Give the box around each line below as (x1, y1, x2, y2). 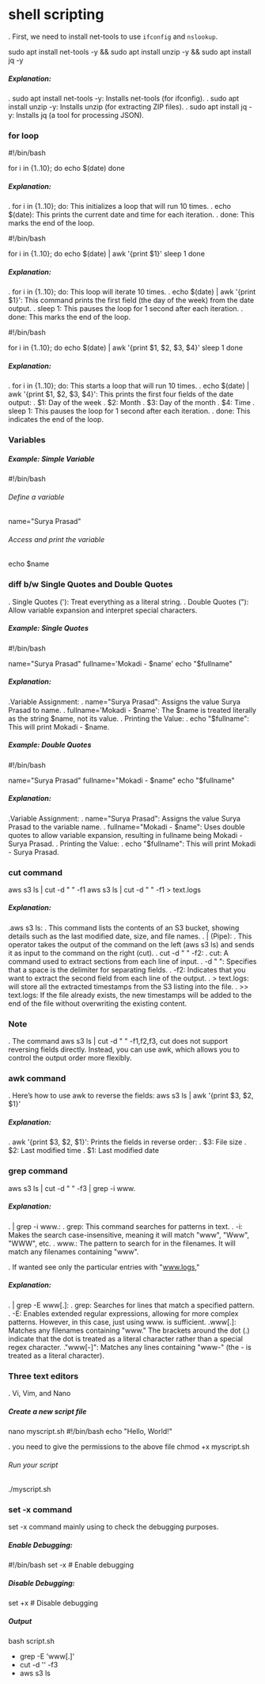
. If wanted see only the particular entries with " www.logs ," (8, 1262, 200, 1272)
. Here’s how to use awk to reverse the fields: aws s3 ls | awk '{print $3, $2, (8, 1090, 254, 1101)
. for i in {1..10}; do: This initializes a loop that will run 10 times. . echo (8, 202, 232, 211)
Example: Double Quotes (8, 740, 92, 749)
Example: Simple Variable (8, 453, 95, 464)
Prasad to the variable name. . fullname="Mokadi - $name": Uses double (8, 821, 245, 832)
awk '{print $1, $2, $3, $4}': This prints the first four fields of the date (8, 389, 234, 399)
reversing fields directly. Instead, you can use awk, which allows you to (8, 1045, 240, 1054)
